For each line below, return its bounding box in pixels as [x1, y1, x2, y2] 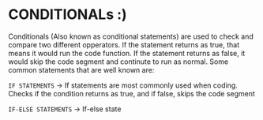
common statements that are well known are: [8, 65, 155, 74]
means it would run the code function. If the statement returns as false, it [8, 48, 246, 58]
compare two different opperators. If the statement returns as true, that [8, 39, 239, 49]
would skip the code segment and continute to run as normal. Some [8, 57, 229, 66]
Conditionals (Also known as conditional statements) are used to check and [8, 32, 254, 41]
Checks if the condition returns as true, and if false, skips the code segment [8, 88, 255, 98]
